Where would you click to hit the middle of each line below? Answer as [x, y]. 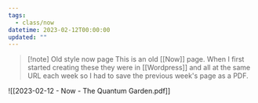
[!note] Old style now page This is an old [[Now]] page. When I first [136, 59]
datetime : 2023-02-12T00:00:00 [59, 30]
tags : [17, 15]
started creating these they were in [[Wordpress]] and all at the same [139, 68]
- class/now [35, 23]
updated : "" [27, 37]
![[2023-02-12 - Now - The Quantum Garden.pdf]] [89, 91]
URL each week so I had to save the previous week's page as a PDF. [138, 76]
